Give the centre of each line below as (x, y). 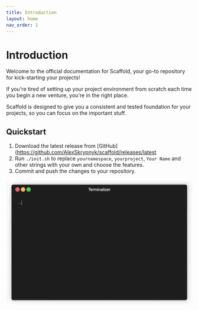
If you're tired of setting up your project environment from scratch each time (99, 89)
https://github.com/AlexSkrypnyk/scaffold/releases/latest (87, 152)
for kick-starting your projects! (43, 77)
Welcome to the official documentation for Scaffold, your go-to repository (96, 72)
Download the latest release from (55, 146)
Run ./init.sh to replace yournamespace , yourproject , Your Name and (98, 159)
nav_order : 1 (22, 25)
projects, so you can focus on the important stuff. (66, 113)
